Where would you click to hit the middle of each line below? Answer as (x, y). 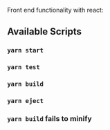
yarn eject (25, 101)
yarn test (24, 67)
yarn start (25, 50)
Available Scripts (44, 31)
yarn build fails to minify (49, 119)
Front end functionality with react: (55, 10)
